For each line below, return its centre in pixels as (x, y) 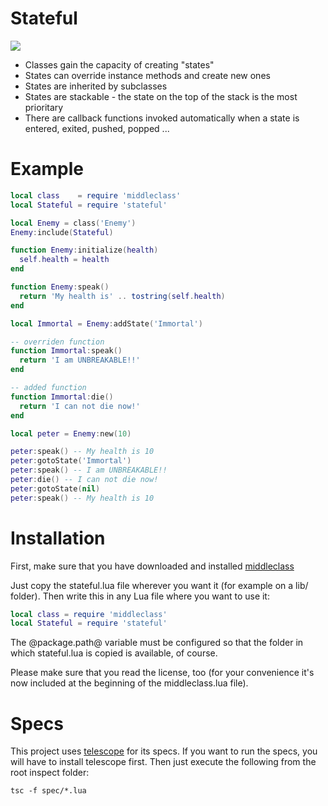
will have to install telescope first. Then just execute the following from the (163, 762)
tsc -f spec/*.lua (48, 791)
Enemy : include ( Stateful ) (62, 232)
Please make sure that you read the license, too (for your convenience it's (162, 673)
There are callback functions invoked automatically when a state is (162, 118)
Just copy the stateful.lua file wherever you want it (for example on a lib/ (159, 585)
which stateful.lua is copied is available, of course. (114, 653)
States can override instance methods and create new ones (147, 75)
